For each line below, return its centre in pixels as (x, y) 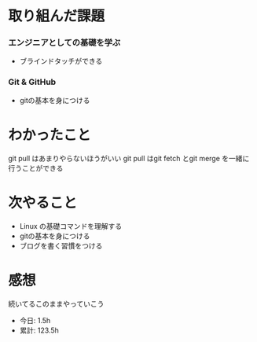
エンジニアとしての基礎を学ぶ (64, 42)
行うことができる (36, 168)
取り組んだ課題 (57, 16)
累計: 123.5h (39, 330)
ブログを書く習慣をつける (61, 245)
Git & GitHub (32, 82)
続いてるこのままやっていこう (56, 303)
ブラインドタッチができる (61, 61)
